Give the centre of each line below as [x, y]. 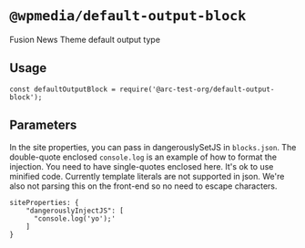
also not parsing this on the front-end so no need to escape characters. [143, 186]
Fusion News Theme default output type [85, 39]
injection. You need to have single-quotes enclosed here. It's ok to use [142, 166]
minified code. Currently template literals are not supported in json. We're [147, 176]
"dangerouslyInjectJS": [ [75, 211]
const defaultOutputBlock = [63, 89]
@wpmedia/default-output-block [128, 16]
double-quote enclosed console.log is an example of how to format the [143, 157]
